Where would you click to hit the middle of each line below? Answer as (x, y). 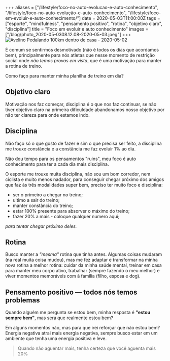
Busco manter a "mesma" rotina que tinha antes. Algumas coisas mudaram (84, 254)
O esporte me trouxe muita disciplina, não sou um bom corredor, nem (78, 174)
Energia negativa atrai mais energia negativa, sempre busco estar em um (82, 333)
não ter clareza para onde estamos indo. (47, 115)
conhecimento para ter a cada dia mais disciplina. (57, 164)
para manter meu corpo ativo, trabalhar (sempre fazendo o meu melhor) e (82, 271)
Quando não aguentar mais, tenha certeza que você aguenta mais (87, 348)
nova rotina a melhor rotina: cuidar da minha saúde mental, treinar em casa (84, 265)
